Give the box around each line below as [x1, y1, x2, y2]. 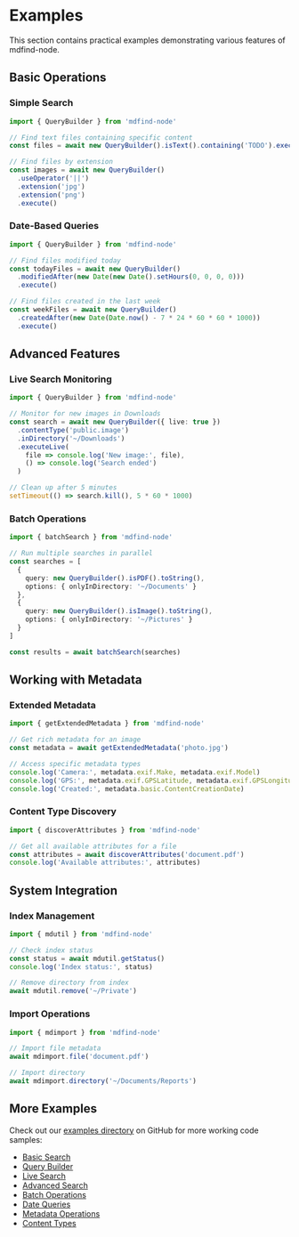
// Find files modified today [9, 255, 122, 265]
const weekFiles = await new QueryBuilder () [9, 305, 177, 314]
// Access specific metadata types [9, 759, 141, 768]
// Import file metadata [9, 1044, 101, 1053]
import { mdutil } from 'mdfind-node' [9, 929, 153, 939]
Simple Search [9, 97, 74, 109]
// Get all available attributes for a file [9, 842, 177, 851]
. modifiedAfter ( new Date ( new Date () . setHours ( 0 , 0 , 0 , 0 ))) [17, 272, 245, 281]
